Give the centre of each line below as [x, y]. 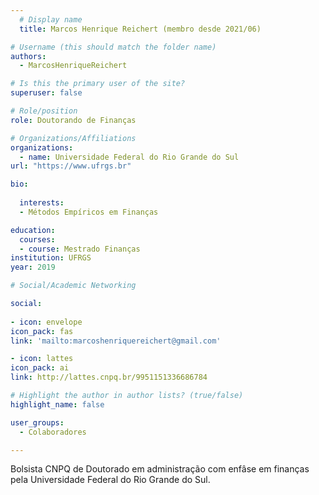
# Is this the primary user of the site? [98, 84]
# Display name [51, 19]
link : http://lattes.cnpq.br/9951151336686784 [109, 377]
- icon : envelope [46, 322]
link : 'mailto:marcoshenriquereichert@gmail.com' [116, 341]
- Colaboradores [53, 432]
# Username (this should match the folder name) [113, 47]
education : [33, 230]
